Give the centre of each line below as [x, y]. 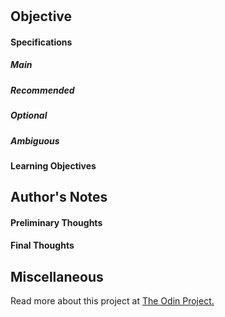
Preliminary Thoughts [56, 222]
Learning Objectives [53, 165]
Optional [29, 115]
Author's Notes [59, 197]
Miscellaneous [57, 276]
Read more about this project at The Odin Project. [112, 301]
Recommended [42, 90]
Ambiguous [35, 140]
